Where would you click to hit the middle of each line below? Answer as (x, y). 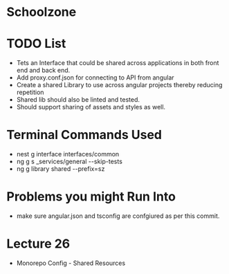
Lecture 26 (38, 244)
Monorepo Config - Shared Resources (71, 263)
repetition (30, 92)
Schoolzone (42, 12)
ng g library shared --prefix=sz (61, 169)
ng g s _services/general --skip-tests (69, 162)
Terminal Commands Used (84, 135)
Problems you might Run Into (91, 197)
